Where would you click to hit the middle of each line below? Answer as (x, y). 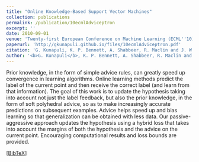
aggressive (20, 122)
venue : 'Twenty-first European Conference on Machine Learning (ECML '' (96, 39)
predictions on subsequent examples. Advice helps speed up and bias (92, 110)
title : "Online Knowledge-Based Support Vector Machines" (79, 12)
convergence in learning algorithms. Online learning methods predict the (95, 79)
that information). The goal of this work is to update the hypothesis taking (96, 91)
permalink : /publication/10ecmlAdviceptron (61, 22)
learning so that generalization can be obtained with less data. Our (87, 116)
